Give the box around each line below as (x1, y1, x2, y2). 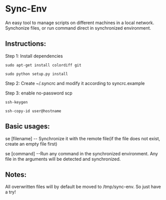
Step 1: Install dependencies (5, 53, 63, 59)
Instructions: (5, 40, 46, 48)
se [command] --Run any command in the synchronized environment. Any (5, 150, 158, 156)
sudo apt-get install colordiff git (5, 62, 81, 68)
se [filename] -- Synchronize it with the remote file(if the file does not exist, (5, 135, 160, 141)
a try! (5, 189, 16, 195)
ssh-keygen (5, 99, 28, 105)
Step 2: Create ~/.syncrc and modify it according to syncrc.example (5, 80, 145, 86)
